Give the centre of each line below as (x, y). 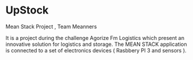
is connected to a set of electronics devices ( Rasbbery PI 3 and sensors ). (96, 50)
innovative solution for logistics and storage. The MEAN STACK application (96, 44)
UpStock (27, 10)
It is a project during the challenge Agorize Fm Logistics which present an (95, 38)
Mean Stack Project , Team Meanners (51, 26)
